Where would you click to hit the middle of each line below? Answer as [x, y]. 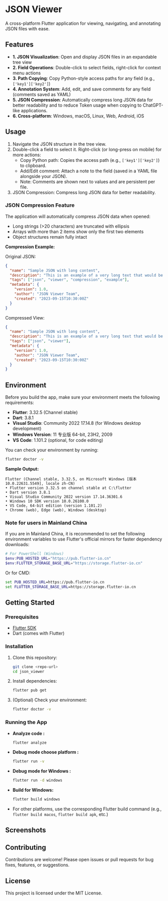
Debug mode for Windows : [42, 771]
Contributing [26, 847]
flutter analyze [29, 742]
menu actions [27, 73]
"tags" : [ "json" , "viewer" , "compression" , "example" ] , [69, 280]
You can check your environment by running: [52, 450]
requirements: [20, 402]
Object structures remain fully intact [50, 237]
